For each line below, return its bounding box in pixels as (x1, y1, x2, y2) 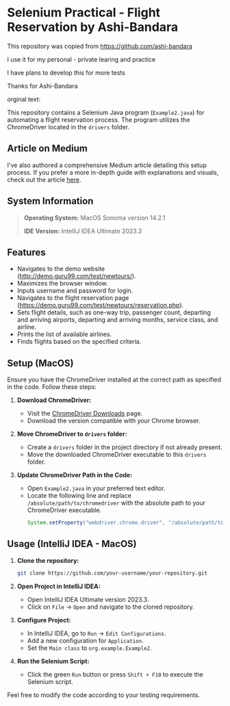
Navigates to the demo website (16, 265, 105, 273)
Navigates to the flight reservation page (16, 294, 129, 302)
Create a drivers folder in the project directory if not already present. (27, 443, 222, 451)
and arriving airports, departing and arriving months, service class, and (16, 316, 218, 324)
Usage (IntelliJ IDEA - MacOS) (7, 538, 137, 550)
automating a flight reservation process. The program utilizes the (7, 115, 190, 124)
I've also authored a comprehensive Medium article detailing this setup (7, 161, 207, 169)
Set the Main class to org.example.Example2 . (27, 644, 152, 652)
